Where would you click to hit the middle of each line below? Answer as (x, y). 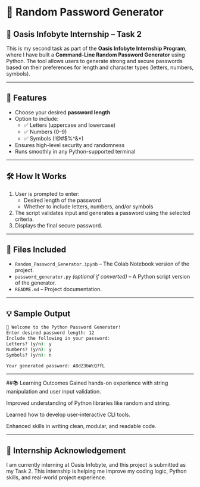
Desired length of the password (62, 200)
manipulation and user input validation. (54, 392)
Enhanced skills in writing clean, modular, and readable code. (81, 426)
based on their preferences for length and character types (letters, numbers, (100, 67)
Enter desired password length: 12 (50, 333)
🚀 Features (26, 98)
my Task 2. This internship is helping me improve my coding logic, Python (96, 471)
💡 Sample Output (38, 313)
